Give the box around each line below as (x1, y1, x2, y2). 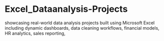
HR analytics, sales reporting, (5, 30, 66, 36)
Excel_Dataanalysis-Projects (5, 3, 128, 15)
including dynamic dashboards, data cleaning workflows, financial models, (5, 25, 159, 31)
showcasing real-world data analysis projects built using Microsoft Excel (5, 20, 155, 26)
